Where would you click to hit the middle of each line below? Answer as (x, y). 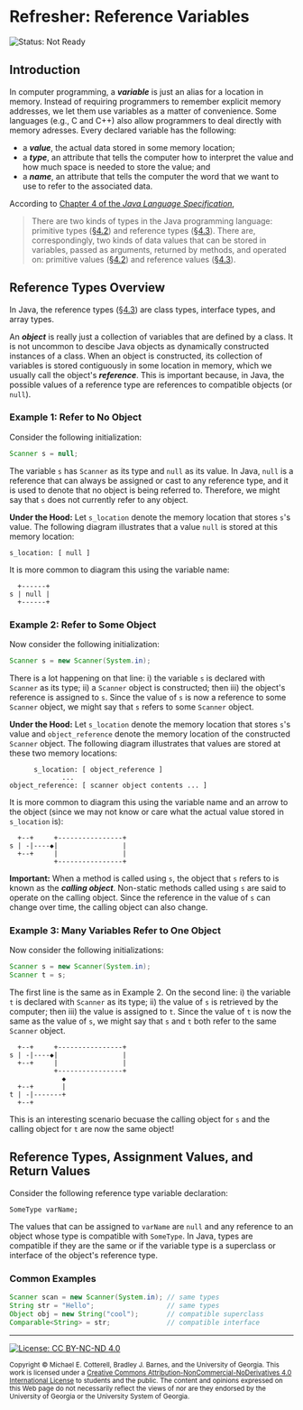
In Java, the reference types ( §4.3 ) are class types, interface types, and (142, 310)
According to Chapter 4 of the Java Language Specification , (122, 203)
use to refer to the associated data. (87, 186)
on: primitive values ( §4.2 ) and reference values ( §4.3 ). (133, 259)
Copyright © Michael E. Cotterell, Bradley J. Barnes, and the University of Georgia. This (144, 1365)
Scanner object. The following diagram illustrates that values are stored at (145, 743)
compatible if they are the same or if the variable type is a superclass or (143, 1245)
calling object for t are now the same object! (92, 1128)
